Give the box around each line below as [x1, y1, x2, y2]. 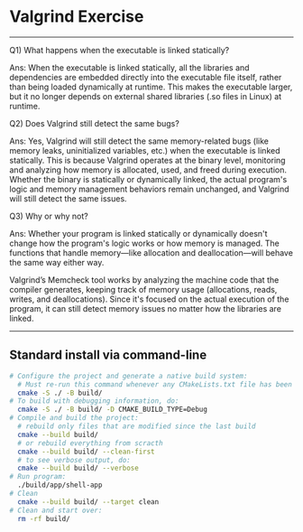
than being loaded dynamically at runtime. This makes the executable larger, [9, 81, 293, 92]
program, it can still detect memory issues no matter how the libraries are [9, 303, 282, 313]
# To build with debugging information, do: [9, 397, 179, 406]
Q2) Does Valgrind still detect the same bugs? [9, 117, 180, 128]
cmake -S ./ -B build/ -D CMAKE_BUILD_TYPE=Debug [17, 405, 207, 415]
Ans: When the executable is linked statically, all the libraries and [9, 61, 250, 73]
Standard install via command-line [9, 348, 207, 363]
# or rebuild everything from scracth [17, 438, 164, 448]
